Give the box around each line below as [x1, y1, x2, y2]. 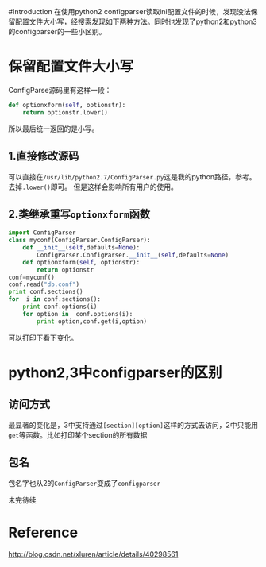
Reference [8, 523, 78, 542]
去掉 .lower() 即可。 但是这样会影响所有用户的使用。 [8, 182, 179, 191]
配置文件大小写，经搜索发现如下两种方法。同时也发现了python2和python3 [14, 17, 257, 26]
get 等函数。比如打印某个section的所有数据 [8, 430, 148, 439]
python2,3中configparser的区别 [8, 364, 222, 381]
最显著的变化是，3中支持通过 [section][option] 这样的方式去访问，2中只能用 [8, 420, 258, 430]
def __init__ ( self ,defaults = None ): [22, 244, 141, 252]
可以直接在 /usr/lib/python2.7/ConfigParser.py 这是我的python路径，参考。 [8, 172, 256, 181]
